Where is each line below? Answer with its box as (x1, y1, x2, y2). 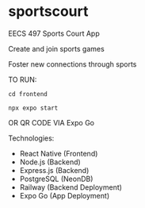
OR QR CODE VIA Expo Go (8, 117, 95, 127)
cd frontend (8, 90, 48, 98)
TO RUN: (8, 75, 37, 84)
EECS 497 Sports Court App (8, 29, 101, 38)
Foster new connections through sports (8, 59, 137, 69)
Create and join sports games (8, 44, 105, 53)
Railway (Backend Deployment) (19, 182, 123, 192)
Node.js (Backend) (19, 157, 81, 167)
